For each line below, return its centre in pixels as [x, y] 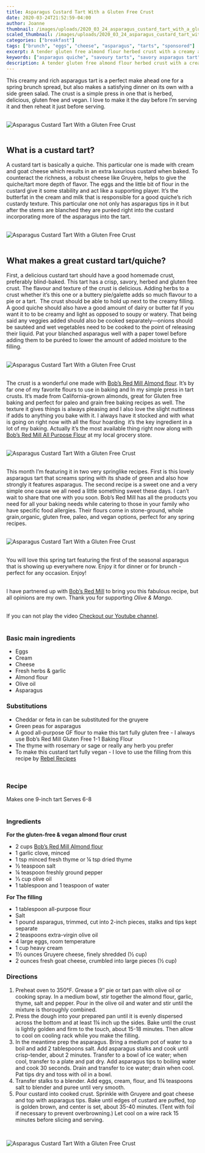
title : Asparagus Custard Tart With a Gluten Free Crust [80, 12]
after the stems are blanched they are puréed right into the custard [90, 210]
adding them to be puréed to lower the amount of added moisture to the [97, 340]
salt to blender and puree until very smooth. [70, 1087]
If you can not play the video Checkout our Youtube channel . [83, 616]
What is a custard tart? [51, 150]
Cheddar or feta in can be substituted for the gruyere [82, 719]
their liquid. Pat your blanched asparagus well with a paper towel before [97, 334]
